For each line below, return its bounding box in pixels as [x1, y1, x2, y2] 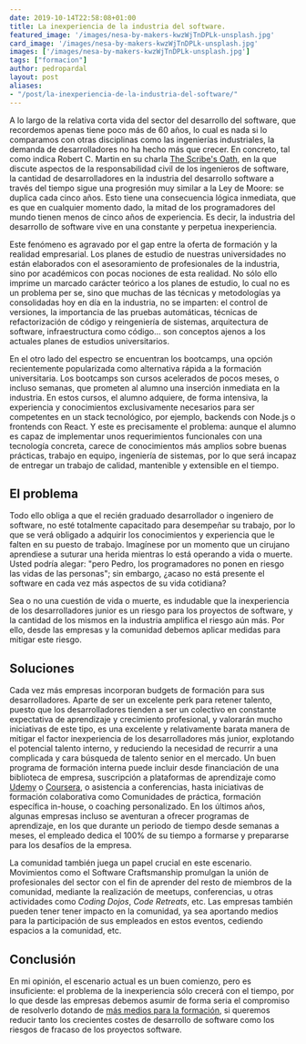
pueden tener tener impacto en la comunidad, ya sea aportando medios [9, 906, 279, 916]
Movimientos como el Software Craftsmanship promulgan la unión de [9, 867, 269, 878]
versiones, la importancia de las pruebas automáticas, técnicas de [9, 306, 258, 317]
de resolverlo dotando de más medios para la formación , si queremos [9, 1004, 270, 1016]
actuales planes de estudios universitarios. [9, 335, 170, 346]
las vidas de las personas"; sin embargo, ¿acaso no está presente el [9, 568, 265, 579]
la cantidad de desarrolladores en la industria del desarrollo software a [9, 172, 275, 183]
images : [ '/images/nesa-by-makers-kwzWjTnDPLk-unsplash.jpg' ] [9, 47, 250, 56]
